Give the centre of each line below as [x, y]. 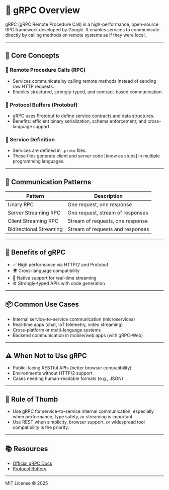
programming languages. [38, 161]
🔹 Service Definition [30, 139]
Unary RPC [21, 205]
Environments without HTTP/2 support [52, 373]
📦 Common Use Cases [42, 305]
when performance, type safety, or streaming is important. [73, 417]
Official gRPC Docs [32, 463]
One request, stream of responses [108, 213]
